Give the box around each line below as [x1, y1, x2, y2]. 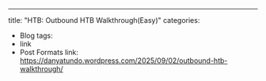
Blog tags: [19, 31, 53, 40]
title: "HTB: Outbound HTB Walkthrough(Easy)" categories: [8, 16, 200, 24]
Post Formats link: [19, 48, 79, 57]
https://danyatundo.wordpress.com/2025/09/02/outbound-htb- [19, 56, 228, 65]
